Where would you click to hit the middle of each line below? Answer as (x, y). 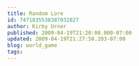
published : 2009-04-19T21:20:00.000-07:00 (69, 33)
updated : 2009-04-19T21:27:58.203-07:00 (67, 39)
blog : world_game (32, 45)
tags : (15, 52)
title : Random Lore (35, 13)
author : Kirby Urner (37, 26)
